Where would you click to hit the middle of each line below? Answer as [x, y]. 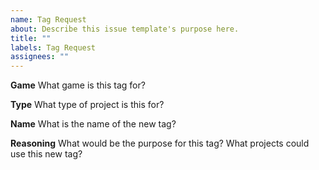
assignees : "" [40, 57]
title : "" [31, 38]
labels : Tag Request [53, 47]
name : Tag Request [48, 19]
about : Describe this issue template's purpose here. [125, 29]
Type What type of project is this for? [87, 105]
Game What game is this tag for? [78, 85]
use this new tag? [46, 154]
